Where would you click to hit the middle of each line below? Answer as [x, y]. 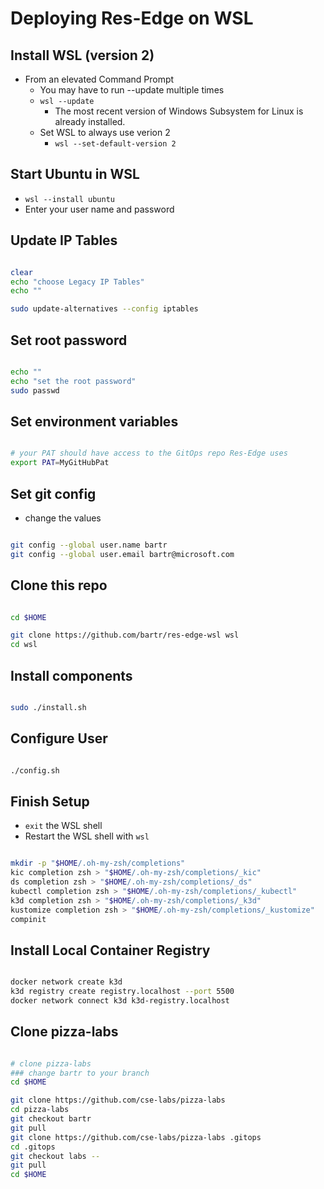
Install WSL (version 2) [82, 55]
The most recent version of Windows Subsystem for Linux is [179, 111]
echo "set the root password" [73, 381]
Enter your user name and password [99, 209]
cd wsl [24, 645]
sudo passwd [35, 390]
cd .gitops [33, 1147]
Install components [71, 675]
